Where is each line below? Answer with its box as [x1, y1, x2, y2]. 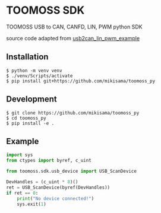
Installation [6, 52, 49, 62]
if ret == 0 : [6, 190, 39, 196]
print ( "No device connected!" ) [17, 195, 94, 202]
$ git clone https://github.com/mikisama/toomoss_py [6, 110, 140, 116]
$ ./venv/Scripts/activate [6, 72, 73, 79]
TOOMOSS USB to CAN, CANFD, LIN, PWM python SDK [6, 23, 143, 30]
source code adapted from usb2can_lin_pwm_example [6, 34, 140, 42]
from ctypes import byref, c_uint [6, 158, 92, 164]
